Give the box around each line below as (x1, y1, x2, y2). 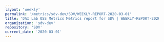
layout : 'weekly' (5, 7, 41, 12)
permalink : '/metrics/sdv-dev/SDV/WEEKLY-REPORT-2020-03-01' (5, 12, 132, 16)
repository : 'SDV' (5, 25, 42, 30)
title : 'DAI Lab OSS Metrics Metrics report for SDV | (5, 16, 119, 21)
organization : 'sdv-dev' (5, 20, 56, 26)
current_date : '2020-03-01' (5, 29, 62, 34)
